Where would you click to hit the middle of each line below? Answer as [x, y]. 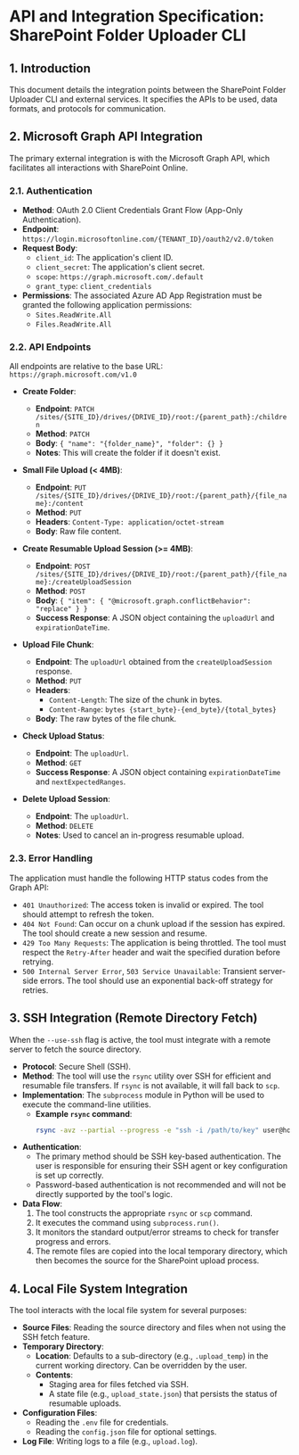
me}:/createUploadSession [83, 583]
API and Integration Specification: [137, 17]
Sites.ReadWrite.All [73, 315]
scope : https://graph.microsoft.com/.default [120, 277]
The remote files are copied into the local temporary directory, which [161, 1252]
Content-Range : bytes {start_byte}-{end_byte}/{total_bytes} [163, 709]
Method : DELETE [65, 826]
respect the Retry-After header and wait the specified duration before [151, 952]
